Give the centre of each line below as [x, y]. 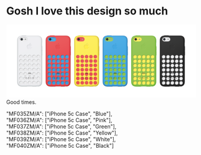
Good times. [21, 102]
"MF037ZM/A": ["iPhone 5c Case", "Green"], [61, 126]
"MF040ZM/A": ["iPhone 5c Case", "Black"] [60, 145]
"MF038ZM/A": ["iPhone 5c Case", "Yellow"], [62, 133]
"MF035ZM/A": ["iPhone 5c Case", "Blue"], [59, 114]
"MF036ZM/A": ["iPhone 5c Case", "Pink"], [59, 120]
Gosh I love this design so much [87, 11]
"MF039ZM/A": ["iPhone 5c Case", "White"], [61, 139]
